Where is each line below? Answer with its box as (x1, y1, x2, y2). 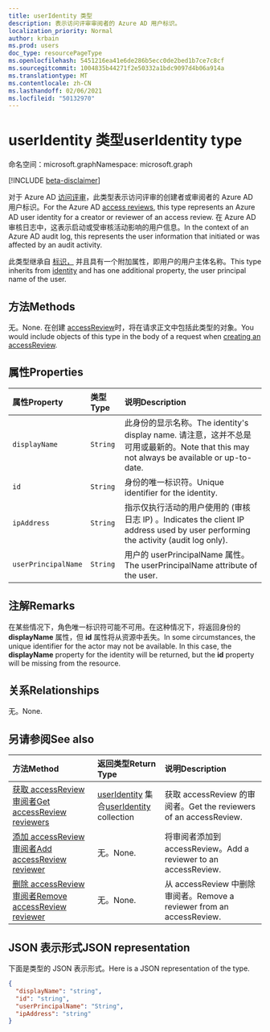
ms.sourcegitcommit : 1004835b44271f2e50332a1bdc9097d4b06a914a (8, 64, 225, 73)
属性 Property (12, 396, 63, 408)
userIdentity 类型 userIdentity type (8, 131, 243, 150)
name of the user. (8, 275, 67, 284)
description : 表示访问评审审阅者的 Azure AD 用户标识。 (8, 19, 182, 27)
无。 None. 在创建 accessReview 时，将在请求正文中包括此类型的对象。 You (8, 323, 255, 332)
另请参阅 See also (8, 732, 95, 746)
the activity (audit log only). (124, 534, 228, 545)
